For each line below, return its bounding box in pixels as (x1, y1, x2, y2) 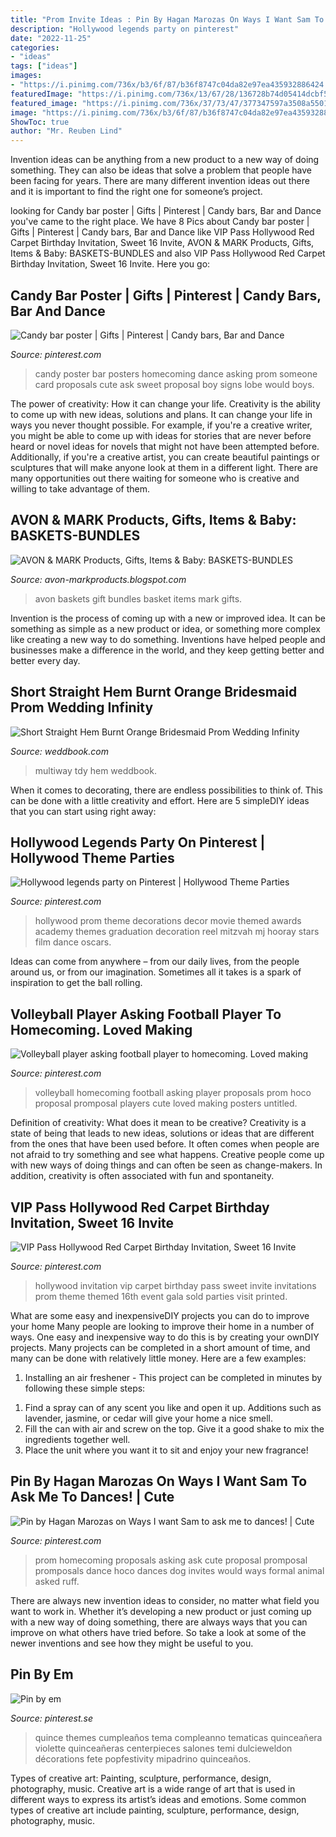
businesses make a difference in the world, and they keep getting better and (10, 644, 325, 656)
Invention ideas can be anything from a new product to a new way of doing (10, 154, 320, 166)
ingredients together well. (24, 1434, 131, 1445)
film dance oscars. (34, 936, 112, 948)
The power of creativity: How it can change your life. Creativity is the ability (10, 397, 321, 410)
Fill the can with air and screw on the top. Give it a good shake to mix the (24, 1423, 325, 1435)
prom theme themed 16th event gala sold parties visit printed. (34, 1291, 288, 1302)
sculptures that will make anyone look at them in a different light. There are (10, 461, 318, 473)
